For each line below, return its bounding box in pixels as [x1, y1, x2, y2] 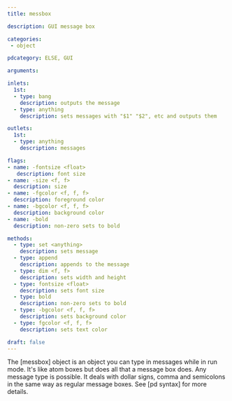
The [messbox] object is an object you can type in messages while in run [7, 358, 218, 366]
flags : [7, 157, 27, 164]
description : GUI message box [7, 22, 96, 30]
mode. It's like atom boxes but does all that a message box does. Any [7, 365, 207, 374]
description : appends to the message [20, 261, 130, 268]
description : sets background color [20, 313, 127, 320]
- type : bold [13, 293, 52, 301]
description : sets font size [20, 287, 105, 294]
